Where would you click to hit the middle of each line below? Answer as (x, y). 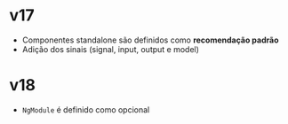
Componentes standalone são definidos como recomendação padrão (150, 40)
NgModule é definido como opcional (86, 109)
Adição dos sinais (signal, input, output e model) (111, 49)
